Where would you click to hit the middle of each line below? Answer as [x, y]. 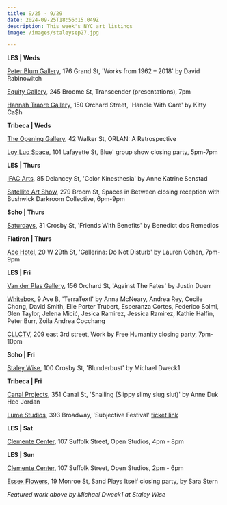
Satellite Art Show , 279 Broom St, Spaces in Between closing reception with [113, 192]
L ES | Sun [21, 455]
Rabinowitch [25, 79]
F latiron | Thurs [29, 239]
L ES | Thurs [24, 166]
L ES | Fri [19, 273]
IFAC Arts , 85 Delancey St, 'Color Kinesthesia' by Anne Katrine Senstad [107, 179]
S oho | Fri [21, 355]
